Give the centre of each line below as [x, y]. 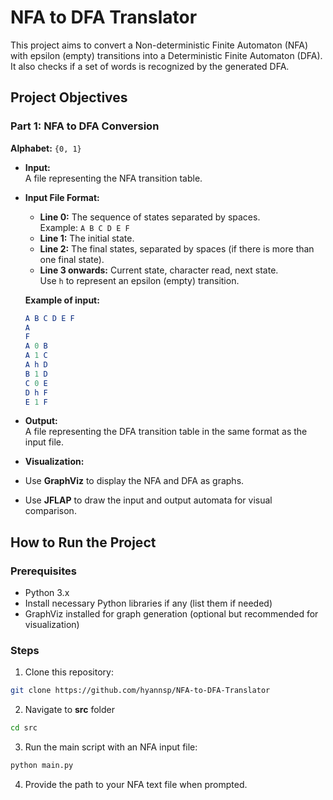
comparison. [50, 511]
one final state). [72, 259]
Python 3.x [47, 593]
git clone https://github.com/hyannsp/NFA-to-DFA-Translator [140, 691]
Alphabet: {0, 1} [46, 148]
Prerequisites [43, 571]
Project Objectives [69, 97]
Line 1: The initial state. [87, 238]
